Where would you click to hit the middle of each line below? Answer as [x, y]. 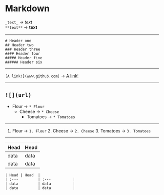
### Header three [23, 49]
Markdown [27, 9]
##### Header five [24, 58]
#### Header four [23, 54]
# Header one [18, 41]
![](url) [18, 95]
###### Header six [24, 62]
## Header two [20, 45]
